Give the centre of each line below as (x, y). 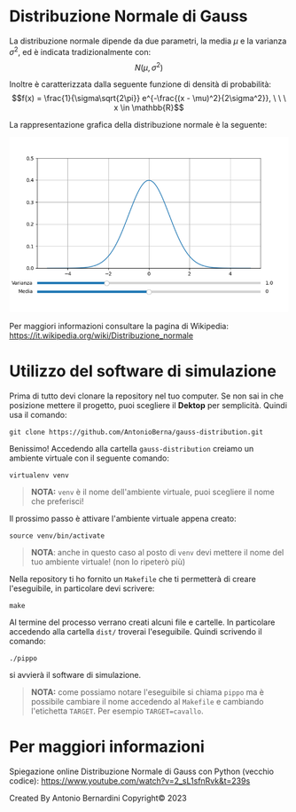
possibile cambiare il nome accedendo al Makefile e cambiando (147, 702)
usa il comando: (38, 415)
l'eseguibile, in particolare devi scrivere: (82, 588)
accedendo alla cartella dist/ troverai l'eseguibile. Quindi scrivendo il (136, 632)
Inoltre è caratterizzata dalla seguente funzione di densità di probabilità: (140, 84)
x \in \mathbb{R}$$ (149, 107)
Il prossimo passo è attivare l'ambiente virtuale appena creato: (123, 519)
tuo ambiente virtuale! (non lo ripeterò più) (108, 562)
